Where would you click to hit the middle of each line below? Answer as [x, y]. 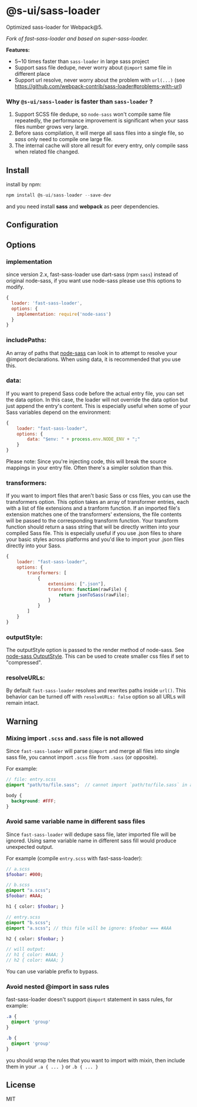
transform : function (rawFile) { [87, 589]
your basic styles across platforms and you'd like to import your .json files [95, 540]
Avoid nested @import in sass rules [58, 987]
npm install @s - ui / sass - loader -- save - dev [59, 195]
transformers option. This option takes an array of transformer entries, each [98, 502]
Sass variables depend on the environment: [59, 412]
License [21, 1085]
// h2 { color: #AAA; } [35, 960]
